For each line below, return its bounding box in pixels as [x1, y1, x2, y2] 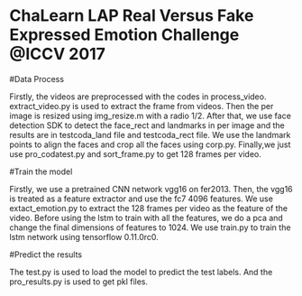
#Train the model [9, 166, 73, 177]
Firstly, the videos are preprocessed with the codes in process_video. [9, 91, 267, 102]
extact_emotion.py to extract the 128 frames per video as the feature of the [9, 202, 288, 213]
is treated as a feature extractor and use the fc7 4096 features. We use [9, 193, 273, 204]
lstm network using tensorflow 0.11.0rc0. [9, 231, 160, 242]
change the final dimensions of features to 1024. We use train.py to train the [9, 222, 291, 233]
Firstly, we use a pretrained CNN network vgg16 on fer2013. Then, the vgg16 [9, 183, 293, 194]
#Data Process [9, 73, 65, 84]
